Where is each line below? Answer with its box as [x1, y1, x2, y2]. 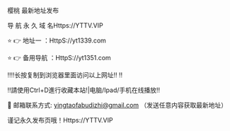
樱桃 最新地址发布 [7, 6, 59, 14]
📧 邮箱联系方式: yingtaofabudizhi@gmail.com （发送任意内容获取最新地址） [7, 101, 228, 109]
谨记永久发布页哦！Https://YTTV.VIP [7, 116, 113, 124]
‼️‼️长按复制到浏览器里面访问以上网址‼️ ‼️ [7, 71, 123, 79]
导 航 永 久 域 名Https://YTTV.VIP [7, 21, 104, 30]
